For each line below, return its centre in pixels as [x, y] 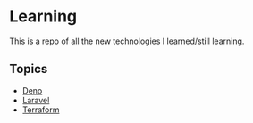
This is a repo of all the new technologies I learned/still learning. [127, 41]
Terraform [41, 110]
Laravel [36, 100]
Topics [29, 69]
